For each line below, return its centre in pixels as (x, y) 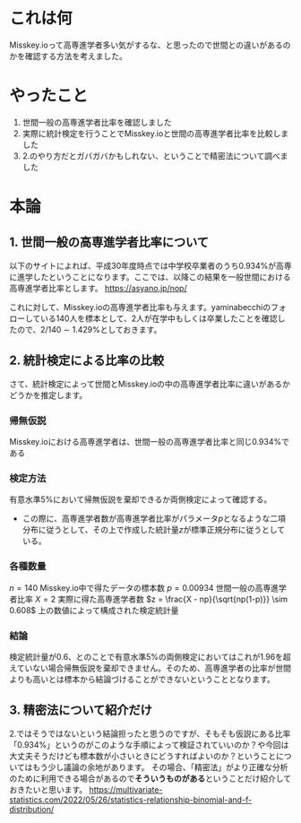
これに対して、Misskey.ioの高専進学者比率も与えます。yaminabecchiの (140, 307)
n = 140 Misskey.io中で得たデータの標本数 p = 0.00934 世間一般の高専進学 (148, 587)
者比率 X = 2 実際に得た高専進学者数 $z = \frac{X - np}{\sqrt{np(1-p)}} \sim (149, 599)
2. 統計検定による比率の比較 (86, 361)
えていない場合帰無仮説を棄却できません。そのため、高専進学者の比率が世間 (150, 668)
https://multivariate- (126, 789)
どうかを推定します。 (48, 394)
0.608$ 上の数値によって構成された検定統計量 (94, 610)
